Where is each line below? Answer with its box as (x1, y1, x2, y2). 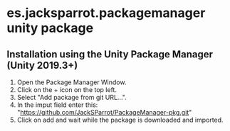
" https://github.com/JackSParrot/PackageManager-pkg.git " (16, 108, 192, 116)
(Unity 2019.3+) (6, 59, 78, 72)
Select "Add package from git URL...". (16, 93, 127, 101)
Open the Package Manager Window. (16, 78, 127, 86)
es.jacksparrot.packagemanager (6, 5, 206, 21)
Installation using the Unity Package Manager (6, 48, 214, 60)
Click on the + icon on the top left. (16, 86, 117, 93)
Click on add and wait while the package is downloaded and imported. (16, 115, 224, 124)
